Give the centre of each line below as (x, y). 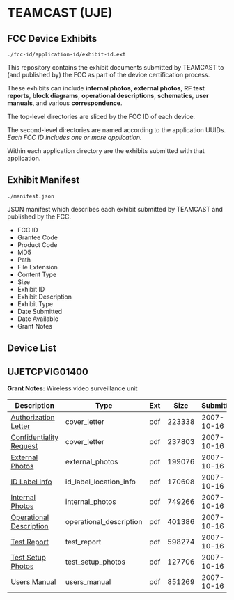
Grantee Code (37, 237)
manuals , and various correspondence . (65, 103)
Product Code (37, 244)
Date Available (38, 319)
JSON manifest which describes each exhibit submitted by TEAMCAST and (115, 209)
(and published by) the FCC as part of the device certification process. (109, 75)
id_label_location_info (100, 482)
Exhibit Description (44, 297)
